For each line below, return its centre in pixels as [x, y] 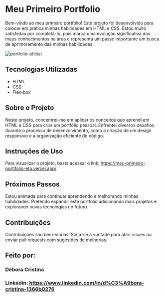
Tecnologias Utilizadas [41, 70]
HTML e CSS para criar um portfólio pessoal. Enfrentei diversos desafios [80, 125]
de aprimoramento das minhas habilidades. [49, 44]
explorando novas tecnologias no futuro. [47, 207]
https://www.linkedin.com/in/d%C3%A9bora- [87, 283]
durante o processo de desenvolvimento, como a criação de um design [78, 130]
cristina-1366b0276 [30, 289]
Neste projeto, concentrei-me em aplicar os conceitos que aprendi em [77, 120]
